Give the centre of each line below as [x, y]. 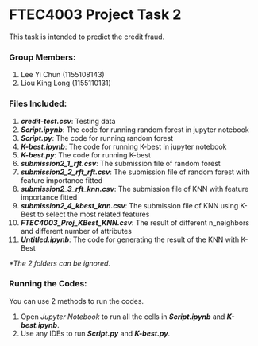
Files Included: [38, 103]
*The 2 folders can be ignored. [60, 263]
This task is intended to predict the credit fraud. [87, 37]
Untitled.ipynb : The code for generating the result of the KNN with [130, 239]
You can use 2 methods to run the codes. [77, 301]
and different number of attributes [76, 231]
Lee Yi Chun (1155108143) [63, 75]
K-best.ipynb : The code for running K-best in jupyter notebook [123, 146]
